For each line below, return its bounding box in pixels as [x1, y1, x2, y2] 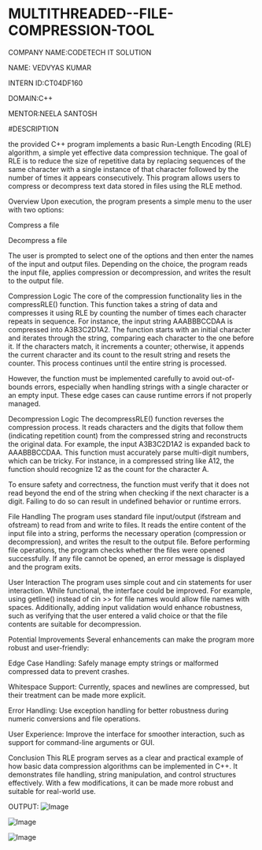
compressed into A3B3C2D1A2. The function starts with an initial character [8, 324, 252, 334]
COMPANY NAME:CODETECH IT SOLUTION [8, 47, 152, 57]
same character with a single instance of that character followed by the [8, 164, 239, 174]
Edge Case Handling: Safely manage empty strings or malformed [8, 658, 219, 668]
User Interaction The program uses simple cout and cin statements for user [8, 577, 252, 586]
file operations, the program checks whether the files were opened [8, 545, 225, 555]
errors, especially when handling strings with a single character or [34, 382, 249, 391]
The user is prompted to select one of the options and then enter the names [8, 250, 254, 260]
